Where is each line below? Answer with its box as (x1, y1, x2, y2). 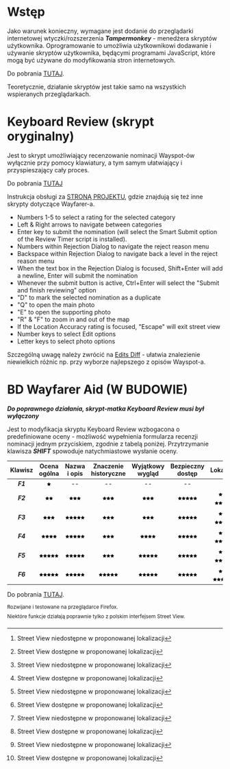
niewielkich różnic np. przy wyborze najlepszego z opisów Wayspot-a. (7, 358, 206, 366)
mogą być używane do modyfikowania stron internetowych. (7, 56, 176, 64)
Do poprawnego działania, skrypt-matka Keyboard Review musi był (7, 404, 204, 413)
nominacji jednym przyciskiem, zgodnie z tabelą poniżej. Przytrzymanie (7, 439, 209, 448)
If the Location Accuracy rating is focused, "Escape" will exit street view (16, 322, 221, 330)
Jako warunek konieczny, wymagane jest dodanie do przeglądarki (7, 27, 194, 35)
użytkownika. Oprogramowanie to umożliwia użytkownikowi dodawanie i (7, 41, 212, 49)
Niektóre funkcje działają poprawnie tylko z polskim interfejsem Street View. (7, 613, 186, 620)
